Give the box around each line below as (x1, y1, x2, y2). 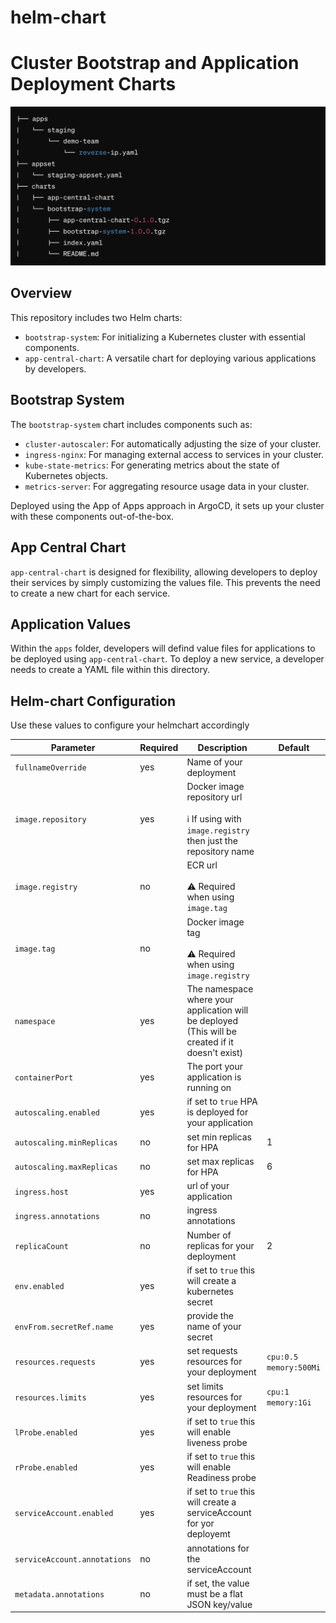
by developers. (24, 362, 87, 375)
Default (278, 741, 310, 753)
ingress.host (14, 1187, 69, 1197)
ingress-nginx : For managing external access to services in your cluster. (24, 448, 324, 460)
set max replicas (186, 1155, 255, 1167)
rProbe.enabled (14, 1463, 78, 1473)
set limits (186, 1380, 224, 1392)
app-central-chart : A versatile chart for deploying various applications (24, 352, 317, 364)
